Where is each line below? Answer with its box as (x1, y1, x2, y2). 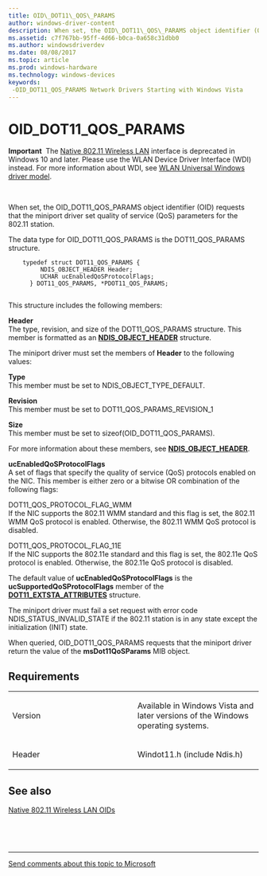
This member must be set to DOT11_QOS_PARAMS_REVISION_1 (8, 405, 214, 414)
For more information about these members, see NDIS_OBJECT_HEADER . (8, 444, 250, 454)
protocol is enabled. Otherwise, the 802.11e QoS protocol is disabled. (8, 558, 234, 568)
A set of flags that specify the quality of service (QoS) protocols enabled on (8, 467, 257, 478)
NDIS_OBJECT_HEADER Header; (40, 266, 133, 274)
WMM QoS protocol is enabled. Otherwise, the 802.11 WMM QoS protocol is (8, 517, 257, 526)
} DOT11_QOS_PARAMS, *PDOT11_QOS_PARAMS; (29, 280, 169, 287)
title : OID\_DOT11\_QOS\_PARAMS (8, 11, 115, 20)
